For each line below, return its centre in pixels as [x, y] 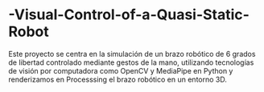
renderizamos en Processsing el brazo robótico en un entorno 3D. [118, 79]
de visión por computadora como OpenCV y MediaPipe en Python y [121, 70]
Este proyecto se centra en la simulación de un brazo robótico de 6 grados [132, 54]
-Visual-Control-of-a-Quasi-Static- [129, 15]
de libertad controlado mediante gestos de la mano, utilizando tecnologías [131, 62]
